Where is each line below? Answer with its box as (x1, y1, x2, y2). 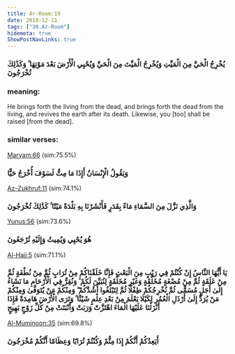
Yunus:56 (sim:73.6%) (7, 217, 71, 226)
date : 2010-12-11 (7, 17, 58, 24)
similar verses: (7, 135, 59, 145)
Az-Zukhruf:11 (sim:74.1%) (7, 184, 82, 192)
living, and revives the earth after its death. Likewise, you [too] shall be (7, 110, 211, 119)
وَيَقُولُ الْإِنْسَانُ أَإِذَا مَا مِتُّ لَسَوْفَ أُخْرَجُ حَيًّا (7, 168, 128, 178)
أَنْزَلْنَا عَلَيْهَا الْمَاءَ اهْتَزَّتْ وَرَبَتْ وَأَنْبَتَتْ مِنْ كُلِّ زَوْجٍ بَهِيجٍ (7, 303, 160, 313)
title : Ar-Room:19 (7, 10, 61, 17)
